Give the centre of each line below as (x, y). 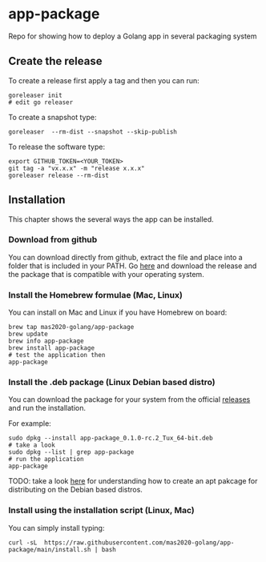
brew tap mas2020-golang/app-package (71, 327)
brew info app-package (46, 341)
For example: (30, 424)
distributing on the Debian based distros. (75, 490)
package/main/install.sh (50, 549)
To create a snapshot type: (52, 117)
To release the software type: (57, 147)
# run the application (46, 460)
